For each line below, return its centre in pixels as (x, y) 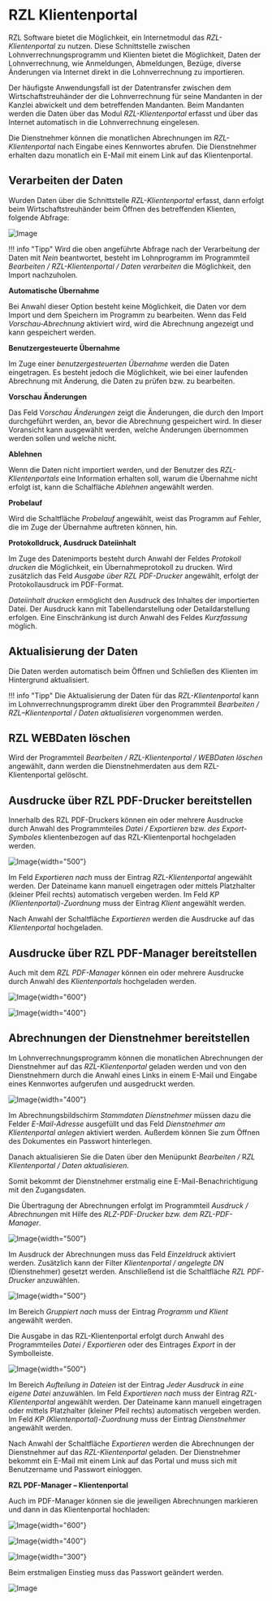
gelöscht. (72, 775)
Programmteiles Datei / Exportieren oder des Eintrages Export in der (122, 1344)
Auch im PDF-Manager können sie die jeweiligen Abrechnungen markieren (133, 1500)
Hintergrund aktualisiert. (49, 680)
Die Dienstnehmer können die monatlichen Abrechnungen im (110, 138)
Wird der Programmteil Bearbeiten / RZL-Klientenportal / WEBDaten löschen (136, 757)
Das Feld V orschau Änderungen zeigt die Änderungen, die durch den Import (136, 412)
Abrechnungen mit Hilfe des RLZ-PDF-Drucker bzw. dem (103, 1214)
